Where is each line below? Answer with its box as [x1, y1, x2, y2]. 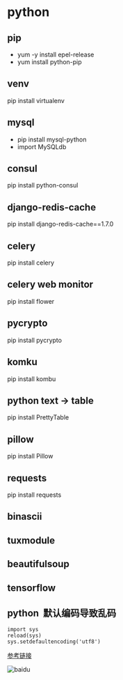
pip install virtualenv [7, 96, 65, 105]
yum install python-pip [17, 58, 82, 66]
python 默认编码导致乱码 [7, 607, 117, 619]
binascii [7, 511, 42, 523]
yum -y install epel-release [17, 50, 95, 59]
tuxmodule [7, 534, 56, 546]
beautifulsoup [7, 558, 69, 570]
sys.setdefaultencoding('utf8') [7, 638, 101, 645]
